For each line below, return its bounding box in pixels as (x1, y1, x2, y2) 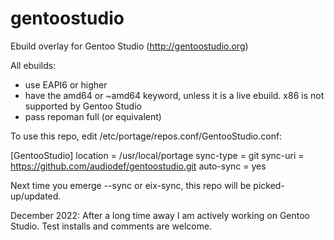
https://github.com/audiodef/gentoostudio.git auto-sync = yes (10, 160, 267, 172)
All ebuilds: (10, 59, 57, 71)
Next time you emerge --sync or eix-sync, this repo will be (10, 179, 252, 191)
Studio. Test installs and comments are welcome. (10, 220, 213, 232)
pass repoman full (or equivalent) (24, 110, 162, 122)
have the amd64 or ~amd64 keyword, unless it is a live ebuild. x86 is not (24, 89, 325, 101)
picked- (253, 179, 285, 191)
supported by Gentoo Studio (24, 100, 142, 112)
